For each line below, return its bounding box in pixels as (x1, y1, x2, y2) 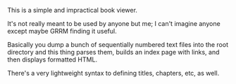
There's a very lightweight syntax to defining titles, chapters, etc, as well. (7, 69, 220, 77)
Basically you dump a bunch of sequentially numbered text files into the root (7, 41, 229, 48)
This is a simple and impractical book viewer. (7, 6, 137, 14)
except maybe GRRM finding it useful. (7, 27, 118, 35)
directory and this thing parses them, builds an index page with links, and (7, 48, 220, 56)
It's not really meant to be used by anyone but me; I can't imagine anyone (7, 20, 221, 27)
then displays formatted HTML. (7, 55, 97, 64)
